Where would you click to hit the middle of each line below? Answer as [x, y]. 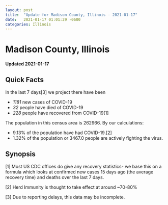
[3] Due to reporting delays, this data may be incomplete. [65, 197]
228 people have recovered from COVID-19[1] [61, 113]
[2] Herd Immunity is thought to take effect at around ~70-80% [71, 187]
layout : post [19, 10]
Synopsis [20, 154]
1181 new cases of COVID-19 [43, 102]
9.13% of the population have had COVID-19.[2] [62, 133]
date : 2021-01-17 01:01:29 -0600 [43, 19]
